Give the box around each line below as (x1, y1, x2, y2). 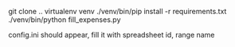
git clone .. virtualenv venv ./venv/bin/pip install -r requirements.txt (8, 7, 227, 16)
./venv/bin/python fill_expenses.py (8, 15, 121, 24)
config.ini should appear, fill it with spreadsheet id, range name (8, 31, 215, 39)
